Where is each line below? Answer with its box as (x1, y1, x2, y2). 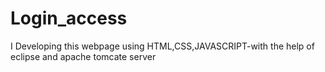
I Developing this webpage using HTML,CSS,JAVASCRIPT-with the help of (10, 40, 315, 52)
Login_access (10, 7, 128, 30)
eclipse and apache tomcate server (10, 50, 157, 62)
